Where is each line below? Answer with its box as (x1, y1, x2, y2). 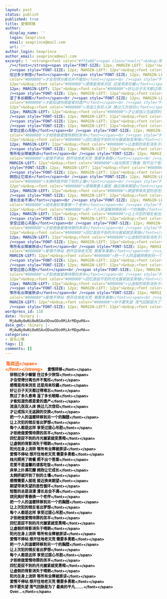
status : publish (5, 12, 39, 17)
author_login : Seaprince (5, 49, 57, 54)
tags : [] (5, 341, 23, 346)
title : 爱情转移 (5, 21, 36, 26)
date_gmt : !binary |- (5, 323, 50, 328)
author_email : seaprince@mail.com (5, 53, 77, 59)
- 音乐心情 (5, 337, 25, 342)
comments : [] (5, 346, 32, 351)
